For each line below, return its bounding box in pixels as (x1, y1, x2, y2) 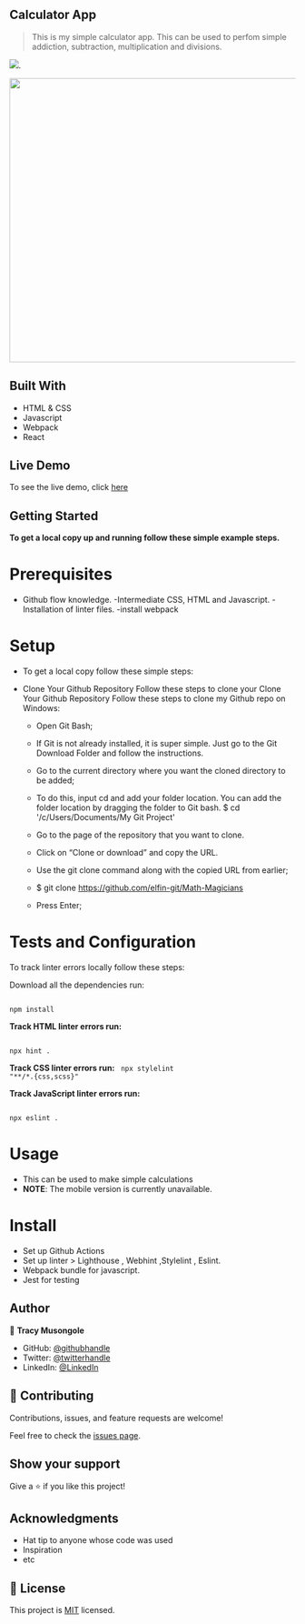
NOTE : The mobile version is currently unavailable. (22, 1184, 213, 1194)
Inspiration (22, 1545, 63, 1556)
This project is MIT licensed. (9, 1605, 115, 1615)
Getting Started (9, 508, 99, 524)
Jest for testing (22, 1274, 80, 1285)
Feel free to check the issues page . (9, 1429, 141, 1440)
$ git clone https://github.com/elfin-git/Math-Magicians (35, 882, 243, 894)
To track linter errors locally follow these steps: (9, 962, 185, 973)
